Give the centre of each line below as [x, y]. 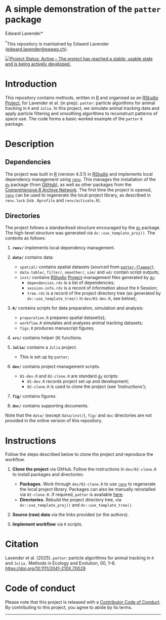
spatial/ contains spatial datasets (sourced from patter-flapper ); [87, 267]
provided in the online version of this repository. [54, 421]
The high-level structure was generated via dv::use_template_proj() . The [80, 233]
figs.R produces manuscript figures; [57, 328]
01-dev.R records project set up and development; [78, 382]
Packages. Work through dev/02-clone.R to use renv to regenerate [87, 484]
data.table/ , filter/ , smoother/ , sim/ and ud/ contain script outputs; [89, 272]
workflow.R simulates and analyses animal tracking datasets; [81, 323]
